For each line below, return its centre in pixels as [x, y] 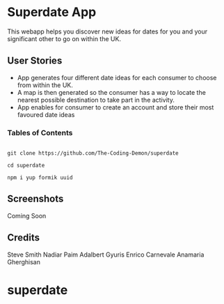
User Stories [35, 61]
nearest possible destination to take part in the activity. [96, 100]
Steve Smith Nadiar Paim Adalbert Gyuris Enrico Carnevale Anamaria [106, 254]
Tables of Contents [40, 132]
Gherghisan [24, 261]
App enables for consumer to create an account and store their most [115, 107]
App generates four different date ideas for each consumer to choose [117, 77]
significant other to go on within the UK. [64, 38]
